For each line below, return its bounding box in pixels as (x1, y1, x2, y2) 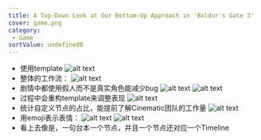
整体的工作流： (19, 74, 69, 83)
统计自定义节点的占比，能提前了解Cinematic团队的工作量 (19, 104, 207, 113)
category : (8, 26, 41, 34)
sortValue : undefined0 (8, 41, 84, 49)
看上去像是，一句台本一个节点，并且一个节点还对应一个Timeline (19, 123, 229, 133)
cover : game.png (8, 19, 62, 27)
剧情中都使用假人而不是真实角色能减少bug (19, 84, 159, 93)
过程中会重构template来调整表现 (19, 93, 126, 103)
